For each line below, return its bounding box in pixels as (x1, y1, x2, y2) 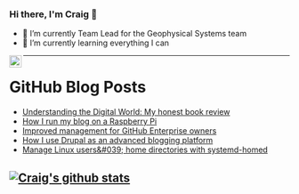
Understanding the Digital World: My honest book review (21, 107, 230, 117)
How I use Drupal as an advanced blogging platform (21, 135, 214, 146)
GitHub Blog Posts (9, 77, 147, 97)
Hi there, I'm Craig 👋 (9, 8, 98, 20)
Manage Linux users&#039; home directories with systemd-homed (21, 144, 269, 155)
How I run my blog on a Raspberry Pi (21, 116, 158, 127)
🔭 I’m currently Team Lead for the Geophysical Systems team (21, 28, 247, 39)
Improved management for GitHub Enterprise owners (21, 125, 217, 136)
